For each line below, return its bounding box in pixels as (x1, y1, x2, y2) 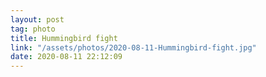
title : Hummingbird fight (10, 33, 118, 43)
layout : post (10, 14, 65, 25)
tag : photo (10, 24, 56, 34)
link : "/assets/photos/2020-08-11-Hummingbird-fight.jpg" (10, 42, 257, 53)
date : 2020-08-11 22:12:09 (10, 52, 123, 62)
